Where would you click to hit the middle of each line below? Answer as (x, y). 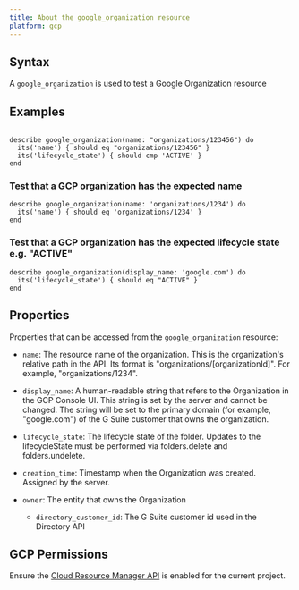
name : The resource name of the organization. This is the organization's (153, 354)
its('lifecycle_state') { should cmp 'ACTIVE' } (110, 156)
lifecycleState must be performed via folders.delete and (125, 446)
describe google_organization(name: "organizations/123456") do (132, 140)
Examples (37, 111)
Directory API (60, 526)
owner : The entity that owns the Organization (104, 499)
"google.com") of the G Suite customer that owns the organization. (145, 419)
